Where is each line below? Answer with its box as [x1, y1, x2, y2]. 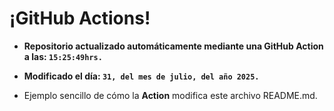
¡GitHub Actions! [9, 7, 151, 30]
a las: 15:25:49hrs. [23, 50, 103, 62]
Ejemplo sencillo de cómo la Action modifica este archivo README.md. [23, 89, 318, 101]
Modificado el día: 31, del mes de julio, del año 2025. [23, 70, 260, 82]
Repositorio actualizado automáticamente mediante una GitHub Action [23, 40, 324, 52]
